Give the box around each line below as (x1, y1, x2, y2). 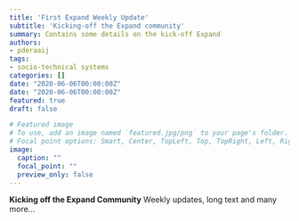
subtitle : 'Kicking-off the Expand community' (9, 21, 185, 30)
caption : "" (17, 153, 62, 162)
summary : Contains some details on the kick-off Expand (9, 29, 221, 38)
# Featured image (9, 120, 74, 129)
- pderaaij (9, 46, 50, 55)
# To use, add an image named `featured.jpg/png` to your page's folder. (9, 128, 289, 138)
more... (9, 204, 36, 215)
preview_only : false (17, 170, 93, 179)
